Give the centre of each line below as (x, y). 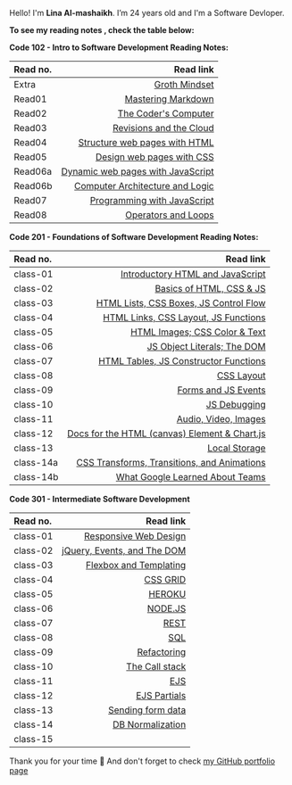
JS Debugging (236, 405)
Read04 (30, 142)
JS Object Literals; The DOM (206, 347)
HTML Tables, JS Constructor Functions (182, 361)
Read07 (30, 200)
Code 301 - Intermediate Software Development (100, 499)
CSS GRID (165, 579)
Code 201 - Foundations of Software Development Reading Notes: (134, 237)
